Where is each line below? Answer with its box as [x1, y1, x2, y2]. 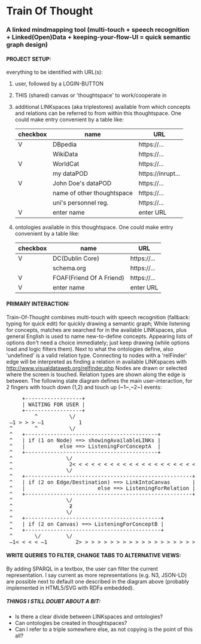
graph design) [6, 41, 48, 49]
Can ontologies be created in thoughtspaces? [14, 619, 127, 626]
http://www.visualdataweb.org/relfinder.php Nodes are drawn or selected [6, 364, 187, 371]
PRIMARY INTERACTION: [6, 300, 70, 307]
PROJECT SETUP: [6, 55, 51, 62]
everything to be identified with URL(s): [6, 69, 103, 76]
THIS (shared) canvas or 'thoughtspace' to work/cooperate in [14, 91, 167, 99]
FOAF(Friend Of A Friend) [53, 274, 124, 282]
